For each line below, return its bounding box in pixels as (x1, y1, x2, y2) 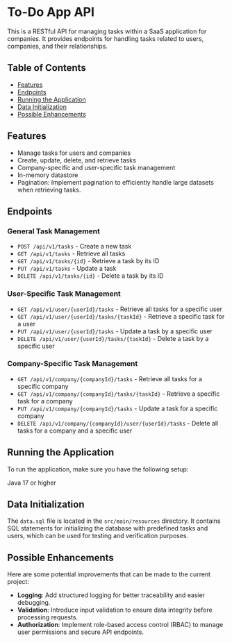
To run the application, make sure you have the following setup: (7, 465, 189, 473)
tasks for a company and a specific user (17, 426, 133, 435)
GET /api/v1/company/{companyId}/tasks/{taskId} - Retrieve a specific (17, 390, 220, 398)
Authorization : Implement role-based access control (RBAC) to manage (17, 621, 224, 629)
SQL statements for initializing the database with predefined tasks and (7, 524, 208, 533)
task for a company (17, 396, 73, 405)
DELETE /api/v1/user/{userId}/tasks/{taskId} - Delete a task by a (17, 334, 209, 342)
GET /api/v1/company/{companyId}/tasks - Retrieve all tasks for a (17, 374, 203, 383)
